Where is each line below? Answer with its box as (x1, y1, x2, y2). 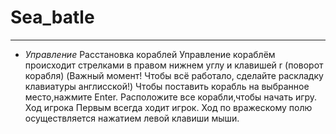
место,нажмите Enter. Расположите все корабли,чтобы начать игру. (24, 91, 318, 103)
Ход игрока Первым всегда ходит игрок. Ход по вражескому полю (24, 101, 313, 113)
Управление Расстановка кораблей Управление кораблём (24, 48, 276, 60)
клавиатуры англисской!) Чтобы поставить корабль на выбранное (24, 80, 310, 92)
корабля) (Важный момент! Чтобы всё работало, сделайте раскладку (24, 69, 324, 81)
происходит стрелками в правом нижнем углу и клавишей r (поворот (24, 59, 324, 71)
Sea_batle (10, 6, 95, 29)
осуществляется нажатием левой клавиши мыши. (24, 112, 240, 124)
